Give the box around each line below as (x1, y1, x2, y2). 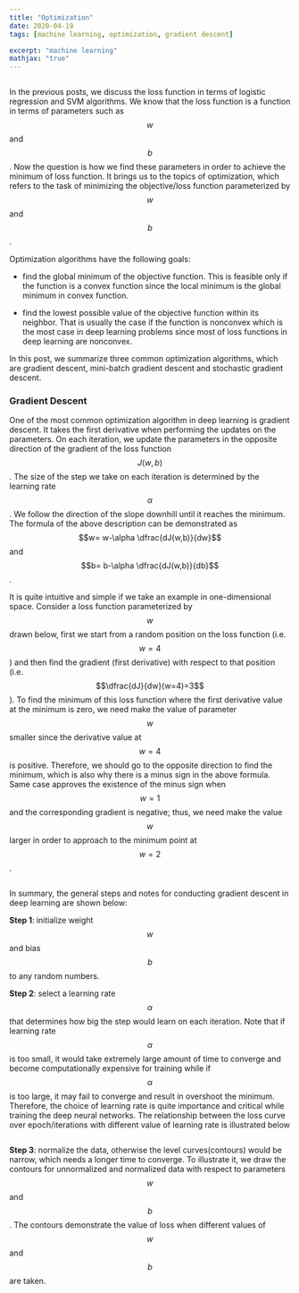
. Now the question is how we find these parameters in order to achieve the (9, 162, 286, 173)
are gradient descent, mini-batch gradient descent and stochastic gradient (9, 363, 284, 374)
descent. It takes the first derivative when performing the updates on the (9, 424, 277, 435)
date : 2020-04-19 (9, 21, 74, 30)
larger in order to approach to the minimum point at (9, 835, 198, 846)
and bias (9, 943, 41, 954)
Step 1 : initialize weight (9, 914, 94, 926)
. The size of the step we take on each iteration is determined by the (9, 472, 260, 482)
